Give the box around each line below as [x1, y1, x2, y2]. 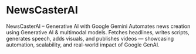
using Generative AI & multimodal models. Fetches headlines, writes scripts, [6, 28, 190, 35]
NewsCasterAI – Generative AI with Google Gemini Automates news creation [6, 23, 191, 30]
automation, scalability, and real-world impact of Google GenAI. [6, 41, 160, 48]
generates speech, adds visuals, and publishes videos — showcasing [6, 35, 174, 42]
